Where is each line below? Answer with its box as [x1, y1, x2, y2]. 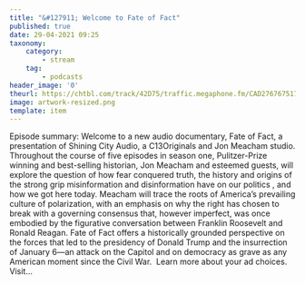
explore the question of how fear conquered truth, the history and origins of [9, 170, 292, 181]
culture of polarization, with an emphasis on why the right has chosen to [9, 199, 280, 210]
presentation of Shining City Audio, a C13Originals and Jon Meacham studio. [9, 141, 296, 152]
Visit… [9, 266, 34, 277]
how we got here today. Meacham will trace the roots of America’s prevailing [9, 189, 296, 200]
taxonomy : [9, 38, 47, 48]
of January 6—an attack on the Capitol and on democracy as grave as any [9, 247, 288, 258]
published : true [9, 22, 71, 31]
